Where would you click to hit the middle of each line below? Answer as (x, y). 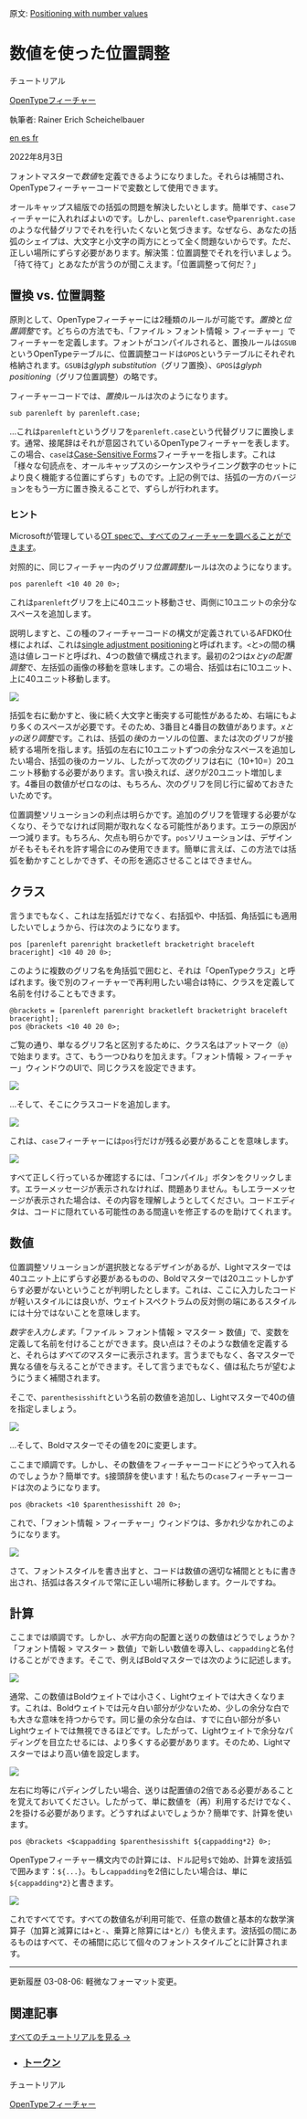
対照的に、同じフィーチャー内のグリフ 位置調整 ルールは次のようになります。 (153, 567)
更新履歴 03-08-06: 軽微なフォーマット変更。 (96, 1982)
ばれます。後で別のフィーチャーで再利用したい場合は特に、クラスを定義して (153, 981)
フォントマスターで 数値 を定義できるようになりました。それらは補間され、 (149, 175)
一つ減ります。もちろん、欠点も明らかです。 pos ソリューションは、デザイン (151, 838)
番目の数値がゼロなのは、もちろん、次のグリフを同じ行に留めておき (158, 784)
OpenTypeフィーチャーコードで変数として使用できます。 (116, 187)
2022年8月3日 (37, 156)
